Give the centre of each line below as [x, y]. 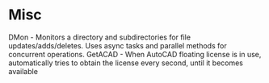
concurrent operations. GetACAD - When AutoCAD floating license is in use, [135, 54]
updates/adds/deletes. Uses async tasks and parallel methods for [118, 45]
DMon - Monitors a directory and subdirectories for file [100, 37]
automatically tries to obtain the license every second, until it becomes [126, 63]
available [23, 71]
